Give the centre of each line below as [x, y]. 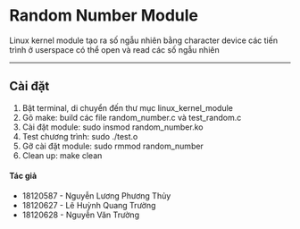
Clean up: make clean [62, 155]
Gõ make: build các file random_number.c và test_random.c [132, 117]
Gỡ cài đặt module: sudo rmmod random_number [112, 146]
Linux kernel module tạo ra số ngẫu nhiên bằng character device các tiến [144, 40]
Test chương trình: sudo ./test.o [80, 136]
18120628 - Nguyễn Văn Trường [81, 215]
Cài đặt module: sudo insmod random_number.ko [112, 127]
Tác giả [23, 176]
